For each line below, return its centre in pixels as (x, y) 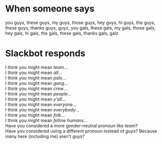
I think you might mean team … (37, 67)
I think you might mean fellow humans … (46, 120)
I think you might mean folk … (35, 115)
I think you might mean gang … (37, 83)
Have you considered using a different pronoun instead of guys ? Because (81, 131)
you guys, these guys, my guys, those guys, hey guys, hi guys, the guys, (80, 22)
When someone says (50, 9)
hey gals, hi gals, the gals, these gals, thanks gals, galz (62, 33)
